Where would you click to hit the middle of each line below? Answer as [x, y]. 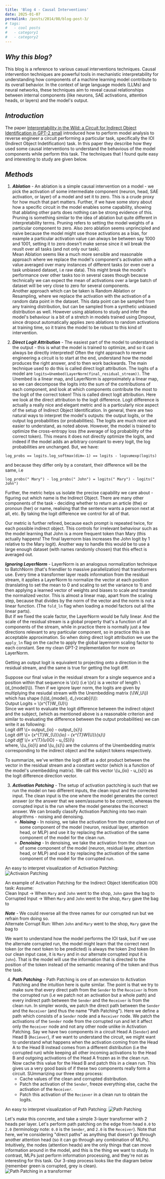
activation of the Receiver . [46, 1089]
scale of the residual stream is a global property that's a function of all [76, 622]
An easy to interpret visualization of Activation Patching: [62, 868]
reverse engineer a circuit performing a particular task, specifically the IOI [80, 138]
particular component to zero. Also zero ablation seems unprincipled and [86, 228]
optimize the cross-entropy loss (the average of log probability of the [82, 431]
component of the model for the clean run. [62, 838]
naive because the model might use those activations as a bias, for [80, 233]
